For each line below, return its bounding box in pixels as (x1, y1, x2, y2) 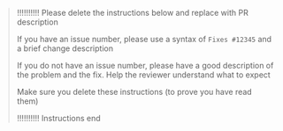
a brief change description (16, 43, 114, 54)
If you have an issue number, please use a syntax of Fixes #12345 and (16, 34, 272, 44)
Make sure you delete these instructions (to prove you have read (16, 87, 253, 97)
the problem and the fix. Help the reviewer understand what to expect (16, 69, 271, 80)
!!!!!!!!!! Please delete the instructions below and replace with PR (16, 8, 249, 18)
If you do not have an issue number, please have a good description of (16, 61, 274, 70)
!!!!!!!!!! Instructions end (16, 113, 101, 123)
